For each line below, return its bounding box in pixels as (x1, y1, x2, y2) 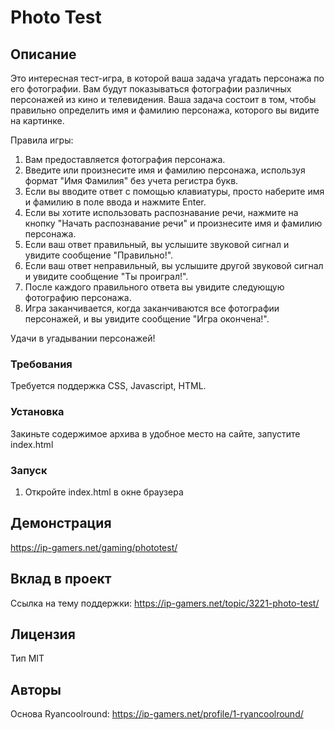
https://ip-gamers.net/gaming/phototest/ (10, 541, 178, 553)
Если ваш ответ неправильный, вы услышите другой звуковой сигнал (24, 260, 324, 271)
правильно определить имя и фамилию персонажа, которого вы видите (10, 104, 320, 116)
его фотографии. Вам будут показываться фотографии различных (10, 83, 292, 95)
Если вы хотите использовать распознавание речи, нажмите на (24, 207, 299, 218)
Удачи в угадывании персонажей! (10, 332, 156, 344)
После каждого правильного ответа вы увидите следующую (24, 281, 285, 293)
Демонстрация (10, 515, 112, 532)
